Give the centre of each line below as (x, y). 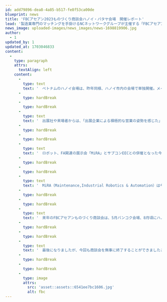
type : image (36, 278)
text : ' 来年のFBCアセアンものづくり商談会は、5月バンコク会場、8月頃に (90, 218)
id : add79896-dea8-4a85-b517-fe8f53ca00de (50, 10)
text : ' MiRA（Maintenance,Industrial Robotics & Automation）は (92, 186)
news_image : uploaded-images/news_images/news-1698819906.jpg (71, 28)
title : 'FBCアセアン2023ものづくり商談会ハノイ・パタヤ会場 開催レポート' (75, 19)
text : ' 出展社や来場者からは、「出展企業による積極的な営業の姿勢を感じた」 (93, 121)
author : (13, 33)
